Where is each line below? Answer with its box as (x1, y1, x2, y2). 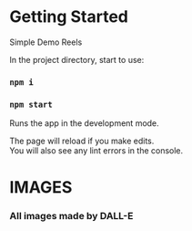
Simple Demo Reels (9, 37, 83, 47)
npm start (9, 99, 53, 110)
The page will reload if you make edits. (9, 135, 155, 147)
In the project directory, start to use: (9, 54, 145, 65)
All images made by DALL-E (9, 210, 134, 223)
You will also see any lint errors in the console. (9, 145, 184, 156)
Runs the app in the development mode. (9, 118, 159, 129)
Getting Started (9, 6, 129, 27)
